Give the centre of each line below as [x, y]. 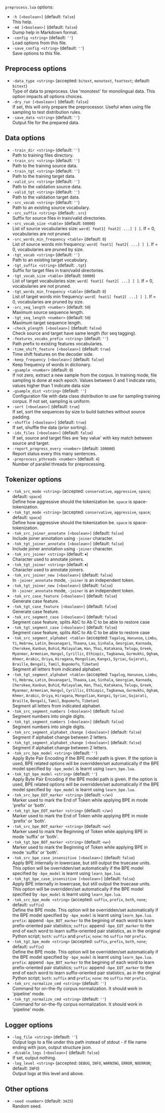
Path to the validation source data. [47, 186]
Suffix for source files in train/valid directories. [59, 218]
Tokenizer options [33, 480]
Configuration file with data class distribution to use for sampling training [86, 396]
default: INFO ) [26, 1068]
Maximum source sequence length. [48, 312]
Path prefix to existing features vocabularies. [58, 343]
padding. [21, 417]
